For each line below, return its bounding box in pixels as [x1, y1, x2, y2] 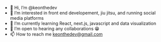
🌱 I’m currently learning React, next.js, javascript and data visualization [10, 20, 156, 26]
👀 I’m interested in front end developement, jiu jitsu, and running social [10, 10, 156, 16]
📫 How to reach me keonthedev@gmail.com [10, 31, 103, 37]
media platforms [10, 15, 44, 21]
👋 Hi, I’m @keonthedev [10, 5, 58, 10]
